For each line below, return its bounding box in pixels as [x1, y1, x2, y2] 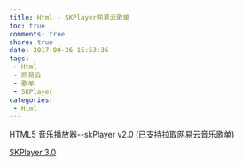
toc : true [9, 21, 46, 30]
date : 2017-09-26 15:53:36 [9, 46, 109, 55]
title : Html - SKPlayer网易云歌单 [9, 12, 130, 22]
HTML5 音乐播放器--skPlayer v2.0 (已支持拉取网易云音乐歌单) [9, 130, 235, 140]
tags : [9, 54, 29, 63]
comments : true [9, 29, 66, 38]
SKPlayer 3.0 [9, 147, 57, 158]
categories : [9, 95, 53, 105]
